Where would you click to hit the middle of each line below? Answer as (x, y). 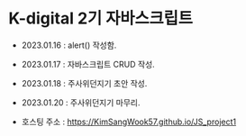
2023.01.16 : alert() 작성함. (69, 45)
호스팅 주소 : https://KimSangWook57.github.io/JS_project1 (128, 122)
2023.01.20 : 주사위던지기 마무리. (81, 102)
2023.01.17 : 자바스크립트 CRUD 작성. (88, 64)
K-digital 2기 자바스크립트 (101, 18)
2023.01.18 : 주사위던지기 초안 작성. (84, 83)
